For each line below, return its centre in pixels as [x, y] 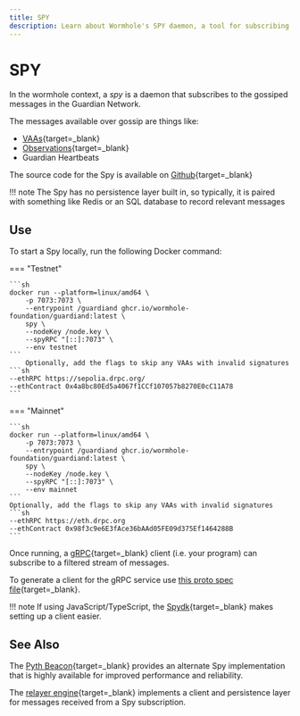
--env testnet [51, 348]
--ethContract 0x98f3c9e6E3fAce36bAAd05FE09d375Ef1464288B [121, 529]
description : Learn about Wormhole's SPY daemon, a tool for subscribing [150, 26]
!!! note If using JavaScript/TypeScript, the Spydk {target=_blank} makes [142, 607]
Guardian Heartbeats [61, 158]
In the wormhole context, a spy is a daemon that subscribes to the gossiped [149, 95]
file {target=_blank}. [45, 589]
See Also [34, 644]
